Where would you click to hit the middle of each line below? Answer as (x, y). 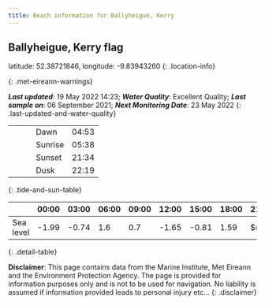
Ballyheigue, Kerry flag (66, 48)
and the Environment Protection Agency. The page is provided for (115, 276)
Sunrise (50, 145)
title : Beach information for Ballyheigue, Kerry (91, 15)
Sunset (49, 158)
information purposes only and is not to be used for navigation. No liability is (132, 284)
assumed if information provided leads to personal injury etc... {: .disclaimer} (132, 292)
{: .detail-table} (33, 252)
